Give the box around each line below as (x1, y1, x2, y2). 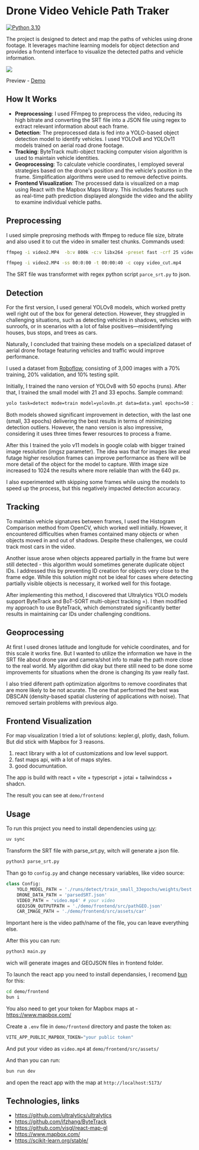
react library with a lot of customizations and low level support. (14, 750, 169, 757)
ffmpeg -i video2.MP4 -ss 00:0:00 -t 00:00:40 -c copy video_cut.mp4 (6, 260, 182, 266)
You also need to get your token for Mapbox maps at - (6, 1005, 138, 1012)
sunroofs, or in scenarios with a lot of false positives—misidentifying (6, 323, 173, 330)
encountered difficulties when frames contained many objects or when (6, 530, 179, 538)
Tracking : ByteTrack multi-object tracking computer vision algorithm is (14, 147, 188, 155)
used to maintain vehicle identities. (14, 154, 99, 161)
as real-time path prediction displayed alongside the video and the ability (14, 192, 193, 199)
